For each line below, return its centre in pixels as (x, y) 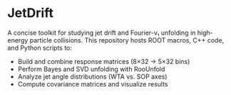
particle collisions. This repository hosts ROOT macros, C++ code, (127, 40)
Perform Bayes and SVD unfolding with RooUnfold (91, 69)
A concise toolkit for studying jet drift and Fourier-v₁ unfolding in (102, 33)
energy (18, 40)
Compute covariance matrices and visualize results (93, 84)
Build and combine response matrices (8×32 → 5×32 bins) (104, 61)
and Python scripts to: (40, 47)
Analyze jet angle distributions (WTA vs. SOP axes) (92, 77)
